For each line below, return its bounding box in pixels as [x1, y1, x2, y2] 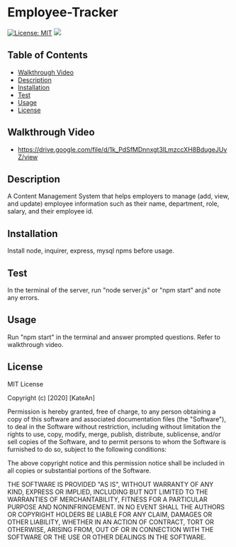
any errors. [7, 294, 40, 302]
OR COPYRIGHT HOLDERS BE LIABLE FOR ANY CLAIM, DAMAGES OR [7, 510, 213, 519]
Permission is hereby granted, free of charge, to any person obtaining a [7, 407, 216, 416]
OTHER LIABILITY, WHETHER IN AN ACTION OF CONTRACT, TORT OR [7, 517, 214, 526]
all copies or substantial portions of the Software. [7, 466, 151, 475]
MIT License [7, 380, 44, 388]
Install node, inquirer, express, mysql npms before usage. [7, 246, 175, 255]
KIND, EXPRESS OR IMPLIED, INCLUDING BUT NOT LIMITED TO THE [7, 487, 208, 496]
